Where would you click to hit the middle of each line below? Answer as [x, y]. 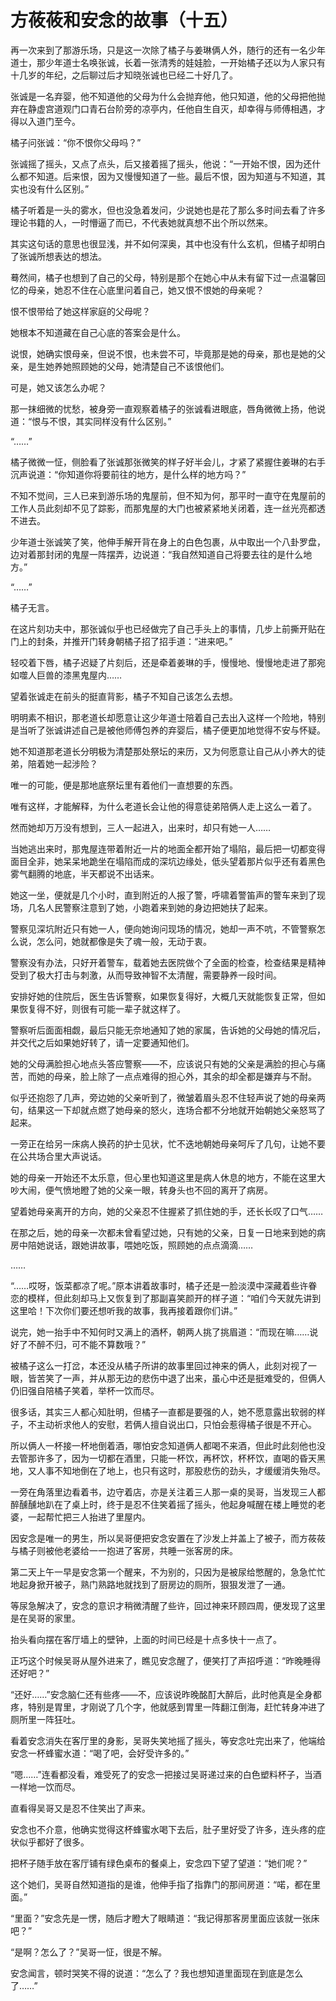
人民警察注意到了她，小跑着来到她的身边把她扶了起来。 [158, 907]
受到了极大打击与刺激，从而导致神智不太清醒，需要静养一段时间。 [146, 975]
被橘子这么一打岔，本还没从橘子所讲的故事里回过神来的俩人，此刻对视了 [159, 1365]
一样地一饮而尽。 [45, 1787]
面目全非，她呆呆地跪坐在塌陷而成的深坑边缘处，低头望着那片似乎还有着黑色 [168, 861]
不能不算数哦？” [113, 1344]
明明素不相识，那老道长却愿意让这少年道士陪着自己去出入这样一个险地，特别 [168, 717]
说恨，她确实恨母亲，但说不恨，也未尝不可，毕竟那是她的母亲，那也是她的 [163, 353]
